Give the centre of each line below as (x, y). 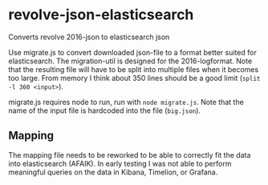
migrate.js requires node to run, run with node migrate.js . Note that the (126, 102)
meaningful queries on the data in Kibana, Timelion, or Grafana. (113, 172)
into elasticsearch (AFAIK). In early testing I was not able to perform (120, 163)
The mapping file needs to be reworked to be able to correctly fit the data (130, 155)
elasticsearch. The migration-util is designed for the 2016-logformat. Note (130, 61)
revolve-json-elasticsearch (101, 15)
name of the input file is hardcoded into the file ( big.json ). (105, 111)
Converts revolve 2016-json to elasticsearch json (89, 37)
